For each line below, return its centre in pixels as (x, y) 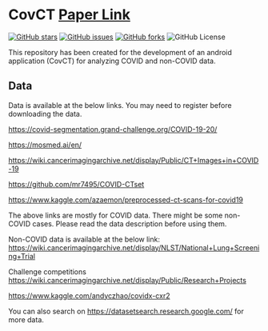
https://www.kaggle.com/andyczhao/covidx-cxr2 (89, 295)
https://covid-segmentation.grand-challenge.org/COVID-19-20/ (113, 129)
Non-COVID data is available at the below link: (84, 239)
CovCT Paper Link (69, 15)
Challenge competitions (47, 271)
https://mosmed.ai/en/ (45, 145)
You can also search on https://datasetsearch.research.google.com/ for (126, 311)
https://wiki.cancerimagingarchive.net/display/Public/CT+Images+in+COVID (134, 160)
